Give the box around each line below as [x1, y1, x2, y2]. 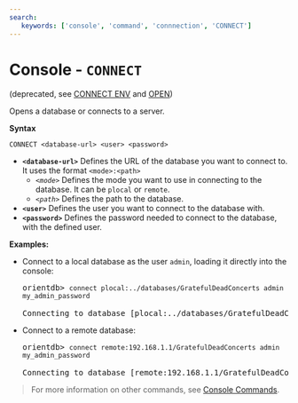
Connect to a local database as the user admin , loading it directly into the [21, 257, 287, 267]
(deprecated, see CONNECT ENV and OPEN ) [9, 89, 173, 99]
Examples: [9, 239, 49, 249]
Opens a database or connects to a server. [9, 106, 166, 116]
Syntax [9, 123, 36, 134]
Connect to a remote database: [21, 325, 136, 336]
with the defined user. [21, 222, 102, 233]
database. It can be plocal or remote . [35, 184, 170, 195]
